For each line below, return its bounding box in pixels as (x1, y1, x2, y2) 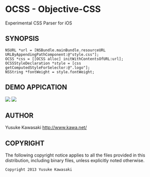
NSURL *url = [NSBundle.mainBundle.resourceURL (5, 47, 106, 53)
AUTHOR (5, 111, 34, 120)
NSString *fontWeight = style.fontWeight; (5, 69, 95, 74)
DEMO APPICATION (5, 83, 67, 92)
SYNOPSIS (5, 34, 39, 43)
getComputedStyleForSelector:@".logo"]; (5, 65, 91, 70)
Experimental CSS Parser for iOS (5, 20, 72, 26)
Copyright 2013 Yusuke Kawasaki (5, 167, 72, 173)
